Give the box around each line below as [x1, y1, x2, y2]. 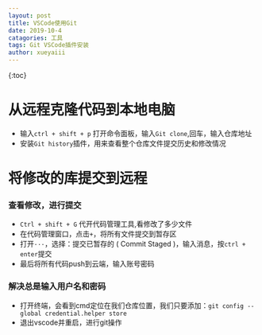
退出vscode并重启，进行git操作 [19, 317, 122, 327]
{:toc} [8, 71, 27, 80]
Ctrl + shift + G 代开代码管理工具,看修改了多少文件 [19, 220, 193, 229]
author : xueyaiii [8, 49, 66, 56]
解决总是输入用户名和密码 [8, 281, 106, 292]
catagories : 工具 [8, 33, 64, 42]
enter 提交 [19, 249, 52, 259]
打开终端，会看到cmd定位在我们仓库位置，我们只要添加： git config [19, 300, 245, 310]
